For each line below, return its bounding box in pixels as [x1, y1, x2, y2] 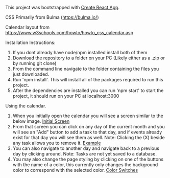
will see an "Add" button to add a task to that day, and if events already [12, 129, 162, 135]
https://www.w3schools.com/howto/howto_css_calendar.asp [5, 30, 134, 35]
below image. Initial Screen [12, 118, 70, 124]
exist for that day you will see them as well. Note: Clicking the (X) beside [12, 135, 165, 140]
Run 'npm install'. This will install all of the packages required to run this [12, 77, 163, 82]
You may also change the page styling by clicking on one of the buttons [12, 156, 164, 162]
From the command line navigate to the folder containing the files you [12, 66, 159, 72]
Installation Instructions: [5, 39, 56, 46]
